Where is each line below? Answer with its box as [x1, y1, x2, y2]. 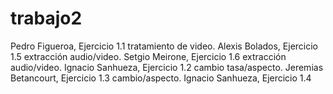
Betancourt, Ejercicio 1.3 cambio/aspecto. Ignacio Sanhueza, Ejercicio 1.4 [10, 72, 312, 84]
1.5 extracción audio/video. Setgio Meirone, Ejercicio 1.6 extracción [10, 50, 287, 62]
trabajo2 [10, 7, 83, 30]
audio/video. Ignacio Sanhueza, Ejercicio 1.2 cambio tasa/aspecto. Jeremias [10, 61, 324, 73]
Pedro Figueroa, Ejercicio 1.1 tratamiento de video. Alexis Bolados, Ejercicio [10, 40, 319, 52]
